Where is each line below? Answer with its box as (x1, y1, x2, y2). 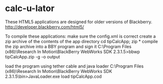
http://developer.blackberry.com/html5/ (5, 24, 84, 29)
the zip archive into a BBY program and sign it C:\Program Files (5, 43, 132, 49)
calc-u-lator (5, 3, 55, 14)
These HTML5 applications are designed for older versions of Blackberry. (5, 19, 152, 25)
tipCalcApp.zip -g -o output (5, 54, 60, 59)
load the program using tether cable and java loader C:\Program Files (5, 63, 144, 69)
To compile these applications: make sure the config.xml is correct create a (5, 33, 156, 39)
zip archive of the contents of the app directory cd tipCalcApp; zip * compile (5, 38, 158, 44)
